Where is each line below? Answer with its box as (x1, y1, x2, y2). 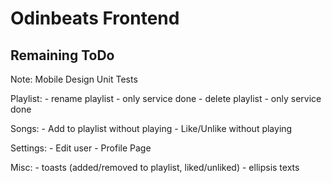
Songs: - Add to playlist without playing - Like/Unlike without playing (10, 123, 293, 134)
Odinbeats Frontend (10, 7, 180, 30)
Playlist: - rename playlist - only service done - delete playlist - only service (10, 93, 322, 104)
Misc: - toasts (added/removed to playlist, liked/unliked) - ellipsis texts (10, 162, 300, 173)
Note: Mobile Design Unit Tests (10, 73, 138, 85)
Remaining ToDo (10, 47, 115, 64)
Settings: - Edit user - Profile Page (10, 142, 152, 154)
